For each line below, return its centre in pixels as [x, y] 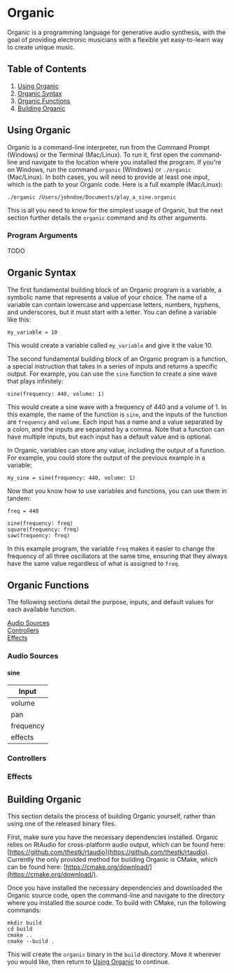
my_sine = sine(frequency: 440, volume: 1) [72, 478]
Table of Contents [47, 69]
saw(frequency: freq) [39, 535]
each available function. [42, 609]
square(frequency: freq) [43, 530]
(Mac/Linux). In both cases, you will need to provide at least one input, [108, 177]
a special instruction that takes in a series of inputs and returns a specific [112, 366]
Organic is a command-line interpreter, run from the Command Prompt [109, 147]
